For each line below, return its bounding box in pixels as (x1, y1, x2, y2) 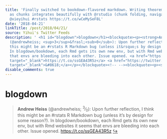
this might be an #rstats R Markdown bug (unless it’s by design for (17, 112, 153, 118)
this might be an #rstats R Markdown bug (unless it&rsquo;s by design (9, 44, 162, 49)
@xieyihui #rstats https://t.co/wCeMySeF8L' (9, 16, 103, 21)
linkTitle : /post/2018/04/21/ (5, 26, 68, 31)
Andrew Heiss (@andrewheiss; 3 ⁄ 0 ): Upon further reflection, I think (17, 105, 154, 113)
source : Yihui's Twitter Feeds (5, 30, 70, 35)
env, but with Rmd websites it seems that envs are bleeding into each (17, 123, 160, 129)
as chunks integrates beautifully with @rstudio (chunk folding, (9, 12, 148, 17)
